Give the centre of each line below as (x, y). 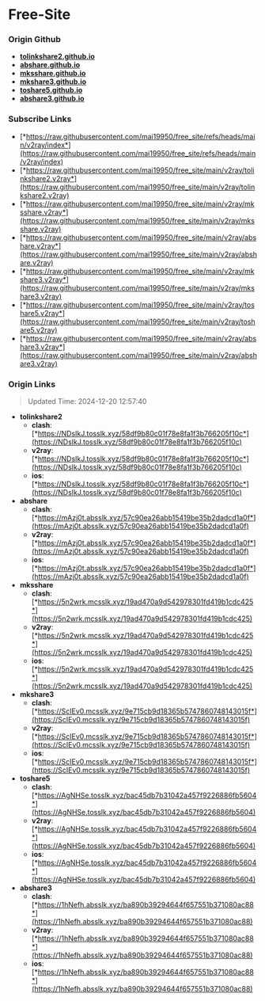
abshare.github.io (50, 65)
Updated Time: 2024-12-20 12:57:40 (87, 402)
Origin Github (35, 40)
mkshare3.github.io (53, 82)
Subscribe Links (40, 119)
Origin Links (32, 384)
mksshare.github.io (53, 74)
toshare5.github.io (51, 90)
